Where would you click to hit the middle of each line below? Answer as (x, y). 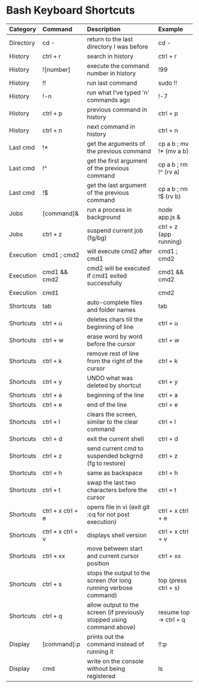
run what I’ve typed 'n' (118, 93)
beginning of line (110, 327)
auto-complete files (115, 302)
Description (104, 29)
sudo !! (168, 82)
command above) (111, 627)
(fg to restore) (106, 463)
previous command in (117, 109)
